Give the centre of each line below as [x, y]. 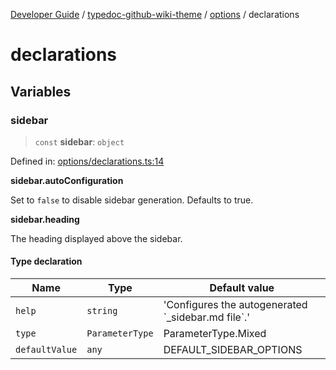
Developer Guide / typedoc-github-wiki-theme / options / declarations [155, 14]
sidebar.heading [45, 219]
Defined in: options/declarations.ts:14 [87, 161]
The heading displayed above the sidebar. [96, 238]
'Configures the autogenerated [235, 305]
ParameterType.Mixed [215, 334]
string [102, 311]
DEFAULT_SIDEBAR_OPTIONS [233, 350]
